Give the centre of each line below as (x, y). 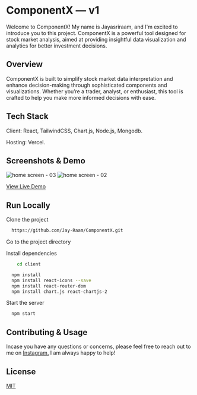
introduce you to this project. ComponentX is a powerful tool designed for (96, 33)
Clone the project (27, 220)
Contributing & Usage (47, 332)
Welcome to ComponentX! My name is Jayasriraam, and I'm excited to (92, 27)
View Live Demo (26, 187)
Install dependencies (32, 254)
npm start (23, 314)
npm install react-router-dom (49, 286)
